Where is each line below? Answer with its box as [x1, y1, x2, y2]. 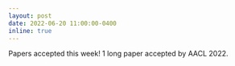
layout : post [8, 11, 52, 20]
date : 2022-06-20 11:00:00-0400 [8, 19, 117, 27]
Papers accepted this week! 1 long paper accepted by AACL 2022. [8, 49, 229, 59]
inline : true [8, 27, 52, 35]
